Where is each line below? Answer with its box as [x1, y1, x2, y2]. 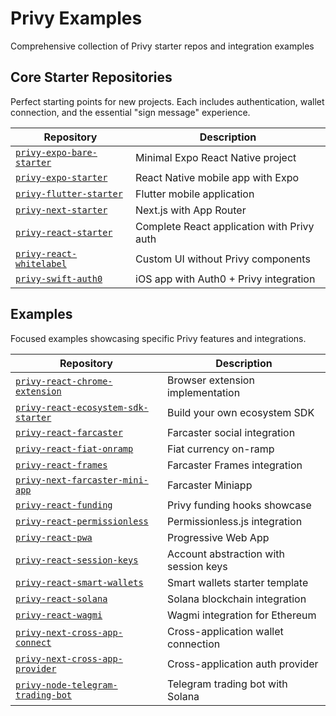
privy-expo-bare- [15, 147, 98, 158]
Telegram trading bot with [166, 677, 288, 691]
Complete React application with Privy [135, 219, 315, 233]
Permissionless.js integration [166, 514, 303, 528]
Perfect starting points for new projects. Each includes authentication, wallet [10, 95, 325, 107]
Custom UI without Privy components [135, 252, 311, 266]
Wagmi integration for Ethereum [166, 608, 317, 622]
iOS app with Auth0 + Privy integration [135, 272, 316, 286]
